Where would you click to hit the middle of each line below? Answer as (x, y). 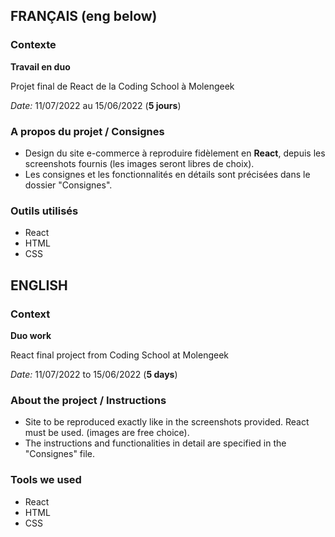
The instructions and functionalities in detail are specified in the (155, 443)
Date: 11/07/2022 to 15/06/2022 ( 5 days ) (94, 374)
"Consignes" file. (60, 454)
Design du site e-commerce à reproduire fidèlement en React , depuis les (175, 153)
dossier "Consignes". (68, 185)
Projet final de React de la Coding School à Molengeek (122, 86)
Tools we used (46, 480)
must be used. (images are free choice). (107, 433)
